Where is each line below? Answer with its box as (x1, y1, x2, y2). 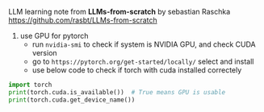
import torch (8, 81, 52, 89)
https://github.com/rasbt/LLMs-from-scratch (8, 15, 157, 25)
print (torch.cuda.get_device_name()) (8, 96, 136, 104)
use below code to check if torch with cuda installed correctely (31, 65, 242, 75)
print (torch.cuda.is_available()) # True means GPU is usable (8, 88, 226, 96)
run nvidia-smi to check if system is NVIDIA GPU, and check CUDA (31, 39, 256, 49)
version (31, 48, 58, 57)
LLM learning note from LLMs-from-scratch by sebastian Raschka (8, 7, 231, 16)
